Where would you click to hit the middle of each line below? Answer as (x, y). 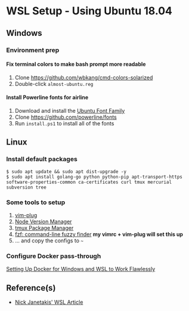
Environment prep (33, 50)
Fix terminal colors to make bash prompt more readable (76, 64)
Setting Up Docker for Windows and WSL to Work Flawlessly (81, 269)
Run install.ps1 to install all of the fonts (64, 123)
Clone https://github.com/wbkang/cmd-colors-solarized (84, 77)
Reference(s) (31, 288)
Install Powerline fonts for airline (47, 97)
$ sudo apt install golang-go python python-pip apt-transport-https (94, 177)
